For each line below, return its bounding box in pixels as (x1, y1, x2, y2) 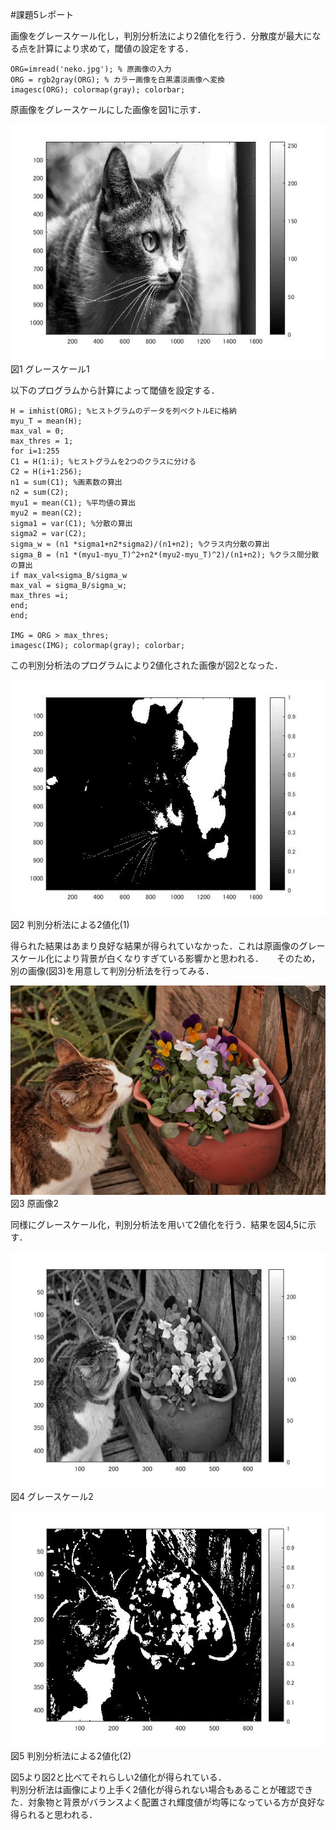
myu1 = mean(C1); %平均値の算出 (10, 498, 137, 508)
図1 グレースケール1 (10, 363, 90, 375)
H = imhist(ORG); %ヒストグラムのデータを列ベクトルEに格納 (10, 406, 237, 416)
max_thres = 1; (10, 436, 74, 446)
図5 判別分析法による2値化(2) (10, 1750, 132, 1762)
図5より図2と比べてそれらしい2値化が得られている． (10, 1771, 227, 1783)
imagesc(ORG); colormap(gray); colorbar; (10, 85, 186, 95)
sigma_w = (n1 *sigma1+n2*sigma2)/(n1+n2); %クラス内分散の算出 (10, 539, 270, 549)
